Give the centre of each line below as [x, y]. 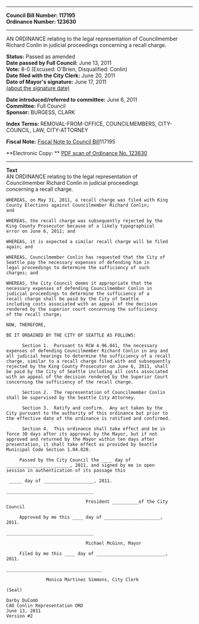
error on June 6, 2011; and [41, 231]
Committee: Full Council [36, 106]
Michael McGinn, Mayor [114, 543]
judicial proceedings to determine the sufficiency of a [78, 294]
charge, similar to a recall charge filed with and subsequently [88, 361]
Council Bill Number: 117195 [41, 15]
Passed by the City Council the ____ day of [75, 460]
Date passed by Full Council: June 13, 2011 [59, 63]
